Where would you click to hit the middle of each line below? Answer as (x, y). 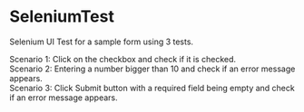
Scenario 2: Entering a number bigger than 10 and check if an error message (152, 69)
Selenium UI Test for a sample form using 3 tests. (101, 42)
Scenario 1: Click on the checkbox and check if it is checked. (123, 59)
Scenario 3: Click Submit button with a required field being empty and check (152, 88)
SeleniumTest (62, 17)
